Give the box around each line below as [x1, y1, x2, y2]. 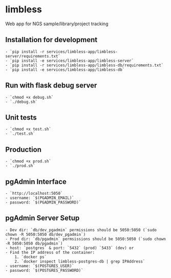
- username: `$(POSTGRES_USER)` [5, 263, 74, 268]
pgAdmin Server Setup [5, 214, 80, 223]
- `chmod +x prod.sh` [5, 159, 52, 164]
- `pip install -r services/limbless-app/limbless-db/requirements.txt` [5, 63, 164, 68]
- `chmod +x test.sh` [5, 127, 52, 132]
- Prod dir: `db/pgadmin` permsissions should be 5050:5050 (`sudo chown [5, 236, 166, 242]
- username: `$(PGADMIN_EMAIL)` [5, 195, 74, 200]
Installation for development [5, 35, 98, 44]
